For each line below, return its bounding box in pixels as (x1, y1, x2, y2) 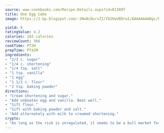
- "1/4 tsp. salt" (5, 66, 42, 71)
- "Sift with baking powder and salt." (5, 107, 86, 112)
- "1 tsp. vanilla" (5, 70, 45, 76)
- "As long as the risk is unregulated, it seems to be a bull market (5, 120, 152, 125)
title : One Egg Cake (5, 12, 47, 17)
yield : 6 (5, 25, 23, 30)
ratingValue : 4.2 (5, 30, 41, 35)
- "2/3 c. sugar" (5, 57, 41, 62)
